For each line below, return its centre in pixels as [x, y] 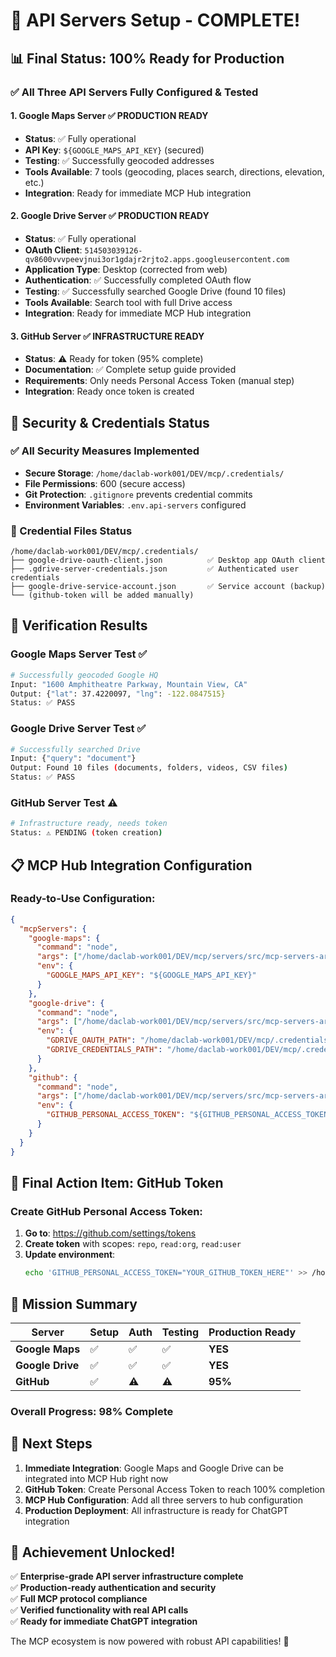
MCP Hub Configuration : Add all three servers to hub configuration [164, 1500]
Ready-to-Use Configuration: [83, 899]
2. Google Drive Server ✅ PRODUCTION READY [110, 216]
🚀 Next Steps [51, 1444]
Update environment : [70, 1255]
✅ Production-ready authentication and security [113, 1588]
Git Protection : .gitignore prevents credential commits [138, 494]
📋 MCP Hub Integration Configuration [131, 865]
